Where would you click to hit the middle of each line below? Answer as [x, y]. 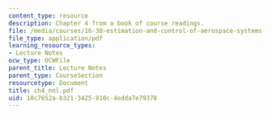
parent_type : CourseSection [56, 75]
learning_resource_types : [52, 46]
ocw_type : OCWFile [39, 61]
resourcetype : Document [49, 83]
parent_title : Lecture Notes [57, 68]
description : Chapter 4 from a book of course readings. [106, 23]
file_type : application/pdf [56, 38]
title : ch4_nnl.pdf [41, 90]
